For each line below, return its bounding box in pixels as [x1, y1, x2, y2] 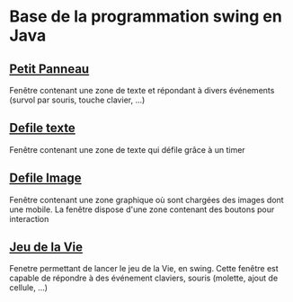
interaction [9, 213, 49, 224]
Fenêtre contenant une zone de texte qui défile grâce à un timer [9, 144, 245, 155]
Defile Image [9, 171, 83, 186]
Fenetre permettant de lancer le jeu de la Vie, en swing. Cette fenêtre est [9, 263, 279, 274]
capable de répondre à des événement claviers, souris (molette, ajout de [9, 272, 279, 284]
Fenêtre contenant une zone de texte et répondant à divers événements [9, 85, 275, 95]
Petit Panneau [9, 61, 90, 76]
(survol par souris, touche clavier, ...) [9, 94, 146, 105]
